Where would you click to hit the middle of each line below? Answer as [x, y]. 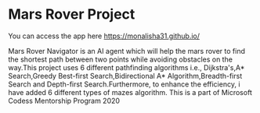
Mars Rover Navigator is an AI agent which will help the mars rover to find [126, 51]
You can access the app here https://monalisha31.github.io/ [104, 36]
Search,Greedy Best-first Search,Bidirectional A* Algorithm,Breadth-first [125, 76]
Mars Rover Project [72, 14]
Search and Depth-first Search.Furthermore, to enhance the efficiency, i [124, 84]
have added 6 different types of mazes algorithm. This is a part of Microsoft [130, 92]
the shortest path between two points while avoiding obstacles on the [121, 59]
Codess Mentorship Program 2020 [64, 101]
